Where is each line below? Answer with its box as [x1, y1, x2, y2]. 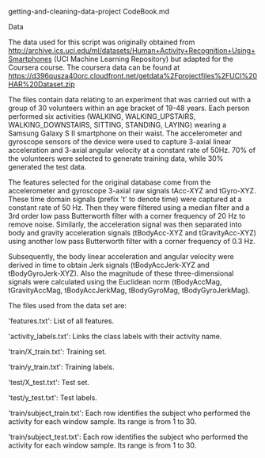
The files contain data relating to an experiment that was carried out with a [8, 95, 252, 104]
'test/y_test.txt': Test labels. [8, 393, 97, 403]
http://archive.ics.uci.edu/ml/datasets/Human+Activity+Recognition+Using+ [8, 46, 256, 55]
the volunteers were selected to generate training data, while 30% [8, 154, 224, 163]
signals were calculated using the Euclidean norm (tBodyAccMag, [8, 277, 222, 286]
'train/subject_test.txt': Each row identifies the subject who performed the [8, 432, 248, 441]
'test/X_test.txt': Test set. [8, 378, 89, 387]
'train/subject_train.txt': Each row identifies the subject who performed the [8, 408, 251, 418]
